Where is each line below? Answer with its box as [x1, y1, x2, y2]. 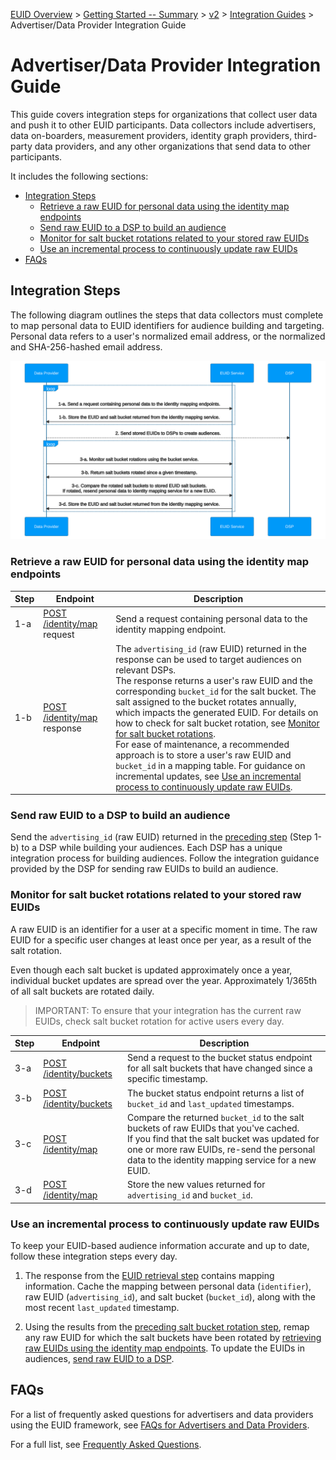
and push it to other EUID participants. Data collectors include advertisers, [10, 119, 317, 131]
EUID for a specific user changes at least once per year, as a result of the [10, 934, 312, 946]
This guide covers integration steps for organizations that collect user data [10, 108, 318, 120]
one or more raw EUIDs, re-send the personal [127, 1143, 316, 1155]
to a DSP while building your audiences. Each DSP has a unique [21, 842, 283, 854]
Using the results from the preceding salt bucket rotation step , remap [24, 1320, 310, 1333]
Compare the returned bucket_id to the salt [127, 1111, 305, 1123]
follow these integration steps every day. [10, 1250, 178, 1262]
